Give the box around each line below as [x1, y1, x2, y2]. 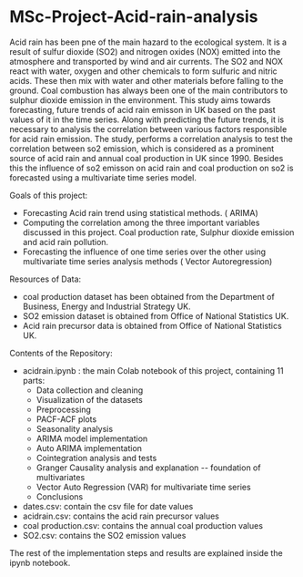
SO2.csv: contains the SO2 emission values [22, 530, 187, 541]
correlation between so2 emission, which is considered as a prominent [9, 143, 275, 154]
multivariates [35, 471, 86, 482]
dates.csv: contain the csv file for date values [22, 500, 194, 511]
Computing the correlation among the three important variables [22, 217, 260, 228]
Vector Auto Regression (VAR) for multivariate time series [35, 481, 252, 492]
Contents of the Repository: [9, 347, 113, 358]
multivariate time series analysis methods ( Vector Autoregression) [22, 255, 273, 266]
